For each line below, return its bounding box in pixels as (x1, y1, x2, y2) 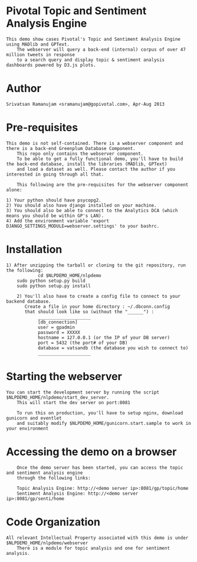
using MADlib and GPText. (6, 41, 70, 47)
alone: (6, 187, 22, 193)
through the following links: (17, 475, 91, 481)
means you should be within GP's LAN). (6, 213, 104, 219)
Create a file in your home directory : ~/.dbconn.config (24, 303, 170, 310)
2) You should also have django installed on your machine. (6, 202, 157, 208)
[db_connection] (37, 319, 78, 325)
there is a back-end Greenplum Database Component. (6, 145, 136, 151)
